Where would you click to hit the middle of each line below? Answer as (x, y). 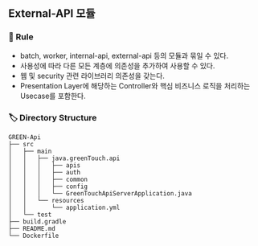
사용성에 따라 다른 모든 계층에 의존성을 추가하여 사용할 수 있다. (117, 65)
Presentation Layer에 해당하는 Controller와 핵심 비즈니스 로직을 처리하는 (135, 85)
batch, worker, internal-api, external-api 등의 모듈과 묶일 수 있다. (124, 55)
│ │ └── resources (46, 200)
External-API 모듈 (52, 14)
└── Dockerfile (34, 236)
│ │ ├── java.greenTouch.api (64, 158)
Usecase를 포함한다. (53, 96)
